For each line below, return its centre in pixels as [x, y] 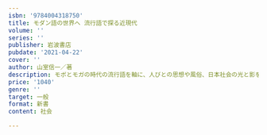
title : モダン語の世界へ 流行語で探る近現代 [73, 23]
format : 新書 [29, 104]
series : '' [26, 38]
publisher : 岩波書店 [40, 45]
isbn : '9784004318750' [46, 15]
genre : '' [25, 89]
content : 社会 [31, 112]
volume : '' [26, 30]
